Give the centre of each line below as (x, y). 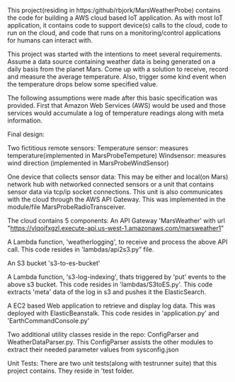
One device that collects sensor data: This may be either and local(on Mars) (118, 177)
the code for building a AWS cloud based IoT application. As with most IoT (115, 18)
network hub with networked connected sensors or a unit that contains (111, 184)
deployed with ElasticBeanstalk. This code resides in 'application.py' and (113, 313)
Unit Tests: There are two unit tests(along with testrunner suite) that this (112, 363)
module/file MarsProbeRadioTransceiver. (67, 207)
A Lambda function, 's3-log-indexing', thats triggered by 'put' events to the (117, 277)
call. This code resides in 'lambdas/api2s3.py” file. (81, 249)
